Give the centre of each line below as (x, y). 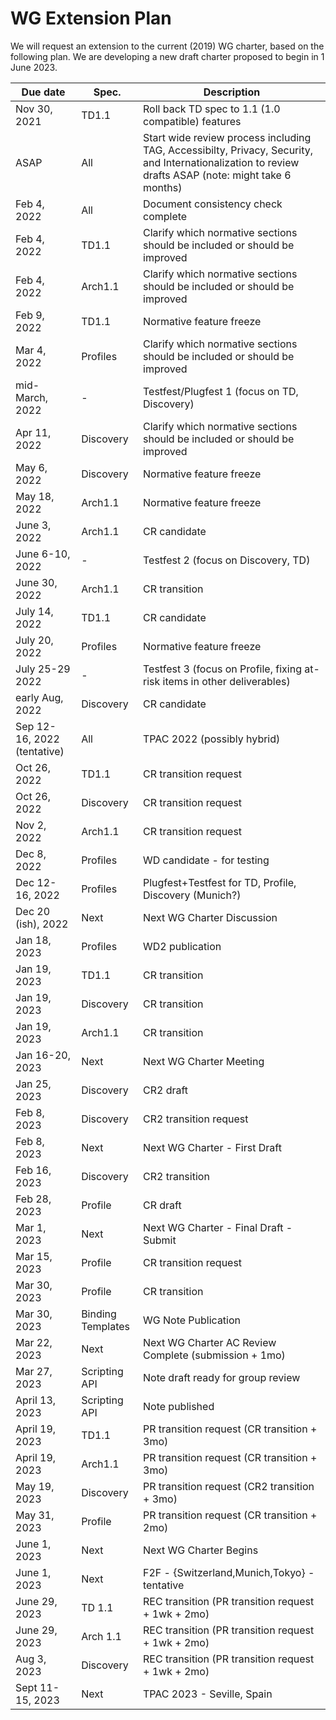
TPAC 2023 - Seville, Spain (208, 1694)
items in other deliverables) (226, 681)
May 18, (35, 496)
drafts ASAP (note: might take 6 (217, 175)
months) (163, 187)
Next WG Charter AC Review (210, 1342)
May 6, (31, 467)
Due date (43, 92)
